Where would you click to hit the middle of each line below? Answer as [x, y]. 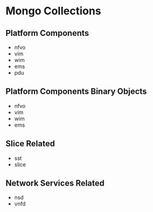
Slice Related [30, 144]
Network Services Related [55, 183]
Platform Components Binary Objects [76, 92]
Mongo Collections [54, 11]
